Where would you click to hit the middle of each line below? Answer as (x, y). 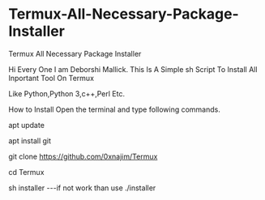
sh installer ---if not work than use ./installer (82, 188)
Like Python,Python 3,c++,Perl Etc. (67, 93)
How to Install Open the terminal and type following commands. (114, 109)
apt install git (30, 140)
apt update (26, 125)
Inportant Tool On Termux (51, 78)
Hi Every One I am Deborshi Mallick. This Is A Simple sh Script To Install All (133, 69)
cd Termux (26, 172)
